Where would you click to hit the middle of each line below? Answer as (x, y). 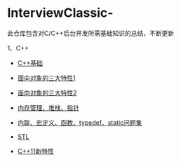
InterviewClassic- (60, 13)
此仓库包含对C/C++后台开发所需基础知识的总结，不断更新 (91, 33)
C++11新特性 (35, 151)
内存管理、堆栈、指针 (48, 107)
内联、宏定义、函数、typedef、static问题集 (80, 122)
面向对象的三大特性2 (47, 93)
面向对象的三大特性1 (46, 78)
